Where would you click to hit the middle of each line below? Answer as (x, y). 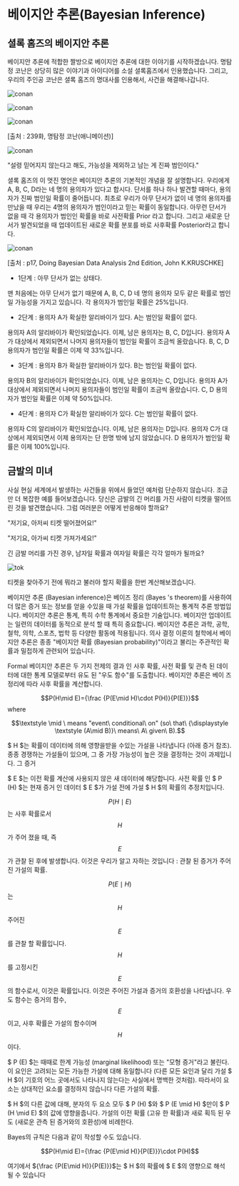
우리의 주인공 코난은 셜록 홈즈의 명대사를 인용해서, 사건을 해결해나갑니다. (108, 80)
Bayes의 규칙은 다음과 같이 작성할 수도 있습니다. (74, 1137)
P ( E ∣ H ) (120, 884)
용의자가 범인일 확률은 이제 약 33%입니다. (66, 350)
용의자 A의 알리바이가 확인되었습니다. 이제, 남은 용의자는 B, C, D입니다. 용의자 (116, 332)
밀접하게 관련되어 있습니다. (58, 651)
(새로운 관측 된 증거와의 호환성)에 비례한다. (74, 1122)
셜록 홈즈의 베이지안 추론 (58, 43)
